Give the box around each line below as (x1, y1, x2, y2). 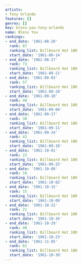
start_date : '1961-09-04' (9, 107, 62, 112)
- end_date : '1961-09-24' (5, 130, 58, 135)
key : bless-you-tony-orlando (5, 25, 64, 30)
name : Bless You (5, 30, 38, 35)
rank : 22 (9, 153, 27, 157)
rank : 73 (9, 62, 27, 66)
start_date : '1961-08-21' (9, 71, 62, 76)
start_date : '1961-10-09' (9, 198, 62, 203)
